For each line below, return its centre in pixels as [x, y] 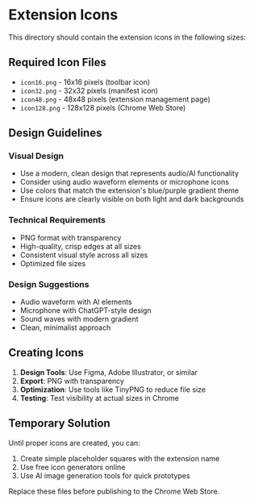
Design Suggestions [49, 284]
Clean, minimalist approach [65, 327]
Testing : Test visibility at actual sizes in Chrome [100, 398]
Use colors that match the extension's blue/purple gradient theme [129, 190]
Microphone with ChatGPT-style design [85, 310]
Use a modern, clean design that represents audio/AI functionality [129, 173]
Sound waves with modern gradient [79, 319]
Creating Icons [46, 353]
